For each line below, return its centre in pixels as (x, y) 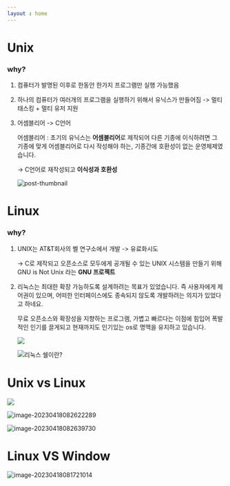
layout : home (28, 13)
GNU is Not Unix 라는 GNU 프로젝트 (66, 272)
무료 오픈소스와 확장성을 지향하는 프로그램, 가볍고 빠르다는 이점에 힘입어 (114, 318)
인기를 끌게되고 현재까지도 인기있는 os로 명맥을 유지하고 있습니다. (118, 327)
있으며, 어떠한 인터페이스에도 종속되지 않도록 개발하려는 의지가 (119, 295)
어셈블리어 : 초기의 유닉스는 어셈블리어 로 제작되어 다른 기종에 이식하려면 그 (117, 138)
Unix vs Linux (46, 383)
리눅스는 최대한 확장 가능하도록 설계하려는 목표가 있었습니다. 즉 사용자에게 (116, 286)
